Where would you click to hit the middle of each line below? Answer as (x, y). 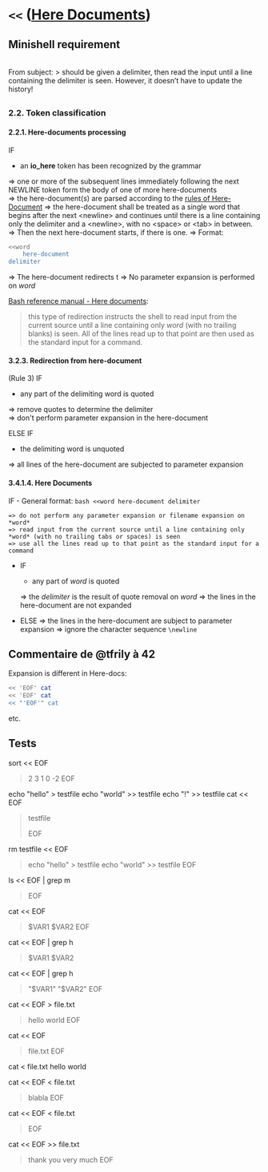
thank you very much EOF (70, 1159)
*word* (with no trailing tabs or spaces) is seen (94, 536)
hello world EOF (54, 1020)
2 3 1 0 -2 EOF (52, 778)
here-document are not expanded (76, 605)
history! (21, 89)
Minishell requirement (64, 44)
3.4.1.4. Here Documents (50, 483)
